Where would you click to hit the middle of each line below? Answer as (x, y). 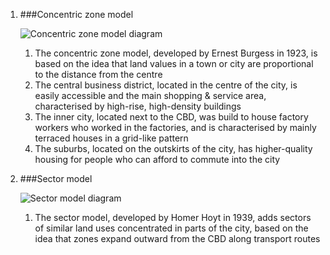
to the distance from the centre (98, 74)
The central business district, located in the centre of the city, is (166, 85)
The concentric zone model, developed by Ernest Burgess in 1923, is (176, 53)
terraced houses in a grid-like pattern (111, 138)
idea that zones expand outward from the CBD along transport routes (177, 238)
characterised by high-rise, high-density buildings (138, 106)
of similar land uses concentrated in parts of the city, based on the (171, 228)
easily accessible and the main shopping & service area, (150, 95)
